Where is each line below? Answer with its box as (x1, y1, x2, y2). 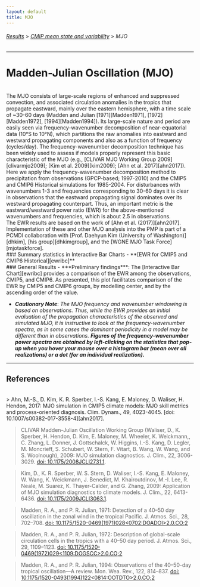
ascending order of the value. (6, 289, 79, 296)
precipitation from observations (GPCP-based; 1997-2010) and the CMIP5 (6, 174, 187, 182)
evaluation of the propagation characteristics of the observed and (14, 313, 178, 320)
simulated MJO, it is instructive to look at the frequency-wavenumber (14, 319, 185, 326)
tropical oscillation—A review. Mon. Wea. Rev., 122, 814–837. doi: (20, 568, 180, 575)
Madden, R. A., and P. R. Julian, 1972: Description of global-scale (20, 531, 180, 538)
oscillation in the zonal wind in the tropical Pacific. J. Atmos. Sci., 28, (20, 513, 189, 520)
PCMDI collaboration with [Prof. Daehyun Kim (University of (6, 231, 152, 239)
